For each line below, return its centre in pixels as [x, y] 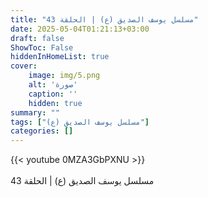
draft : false [37, 38]
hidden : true [55, 103]
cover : [24, 66]
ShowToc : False [42, 47]
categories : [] [42, 131]
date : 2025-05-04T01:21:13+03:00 [80, 29]
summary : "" [35, 112]
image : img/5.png [64, 76]
